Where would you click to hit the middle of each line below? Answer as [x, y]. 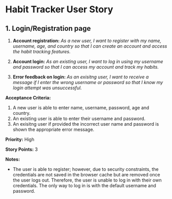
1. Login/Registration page [48, 28]
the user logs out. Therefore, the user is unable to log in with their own [87, 180]
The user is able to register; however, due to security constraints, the [86, 169]
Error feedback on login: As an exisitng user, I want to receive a [81, 77]
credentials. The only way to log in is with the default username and [84, 185]
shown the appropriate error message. [53, 130]
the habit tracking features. [42, 52]
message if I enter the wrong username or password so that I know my [88, 82]
